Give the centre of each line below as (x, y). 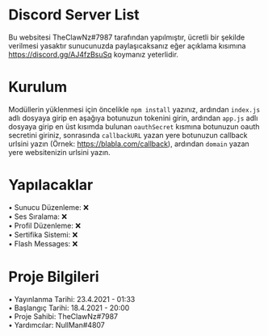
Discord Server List (74, 15)
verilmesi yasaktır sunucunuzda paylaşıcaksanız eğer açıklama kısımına (127, 45)
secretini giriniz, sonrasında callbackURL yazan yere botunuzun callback (128, 135)
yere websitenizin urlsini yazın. (59, 152)
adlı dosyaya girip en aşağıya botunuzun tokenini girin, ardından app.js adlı (133, 118)
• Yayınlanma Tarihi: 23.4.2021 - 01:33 (72, 299)
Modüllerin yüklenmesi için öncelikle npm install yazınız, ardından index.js (134, 109)
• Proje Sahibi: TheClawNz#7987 (63, 316)
